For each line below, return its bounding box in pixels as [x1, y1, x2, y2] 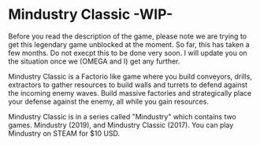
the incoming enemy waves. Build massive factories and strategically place [8, 88, 252, 97]
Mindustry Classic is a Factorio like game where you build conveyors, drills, [8, 71, 252, 81]
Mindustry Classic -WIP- [8, 5, 173, 24]
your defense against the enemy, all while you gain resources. [8, 97, 209, 106]
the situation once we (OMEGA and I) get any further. [8, 57, 180, 66]
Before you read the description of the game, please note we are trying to [8, 31, 247, 41]
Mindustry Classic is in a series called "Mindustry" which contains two [8, 111, 236, 121]
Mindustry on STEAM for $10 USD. [8, 128, 121, 138]
